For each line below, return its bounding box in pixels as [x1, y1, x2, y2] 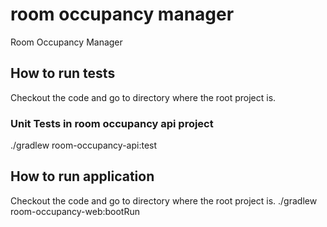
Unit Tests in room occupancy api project [10, 116, 214, 130]
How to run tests [10, 65, 116, 82]
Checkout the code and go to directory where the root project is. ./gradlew [10, 194, 318, 207]
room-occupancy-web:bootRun [10, 205, 140, 217]
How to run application [10, 168, 155, 185]
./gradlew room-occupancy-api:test [10, 139, 158, 152]
